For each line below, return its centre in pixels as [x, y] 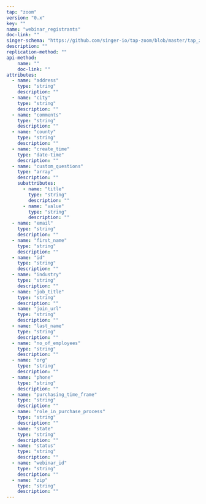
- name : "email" [32, 223]
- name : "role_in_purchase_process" [59, 412]
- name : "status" [34, 446]
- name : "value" [43, 206]
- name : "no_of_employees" [46, 343]
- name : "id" [29, 258]
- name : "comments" [37, 115]
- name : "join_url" [37, 309]
